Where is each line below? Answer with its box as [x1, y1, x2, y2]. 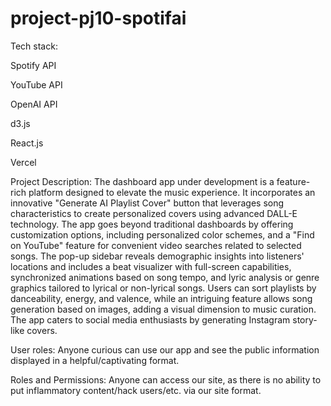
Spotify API [10, 59, 57, 71]
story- [292, 313, 318, 326]
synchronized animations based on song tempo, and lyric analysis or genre [10, 271, 320, 283]
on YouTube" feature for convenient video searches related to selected [10, 239, 302, 251]
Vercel [10, 156, 37, 168]
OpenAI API [10, 98, 58, 110]
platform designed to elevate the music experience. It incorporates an [28, 186, 316, 198]
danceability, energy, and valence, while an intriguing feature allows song [10, 292, 313, 304]
